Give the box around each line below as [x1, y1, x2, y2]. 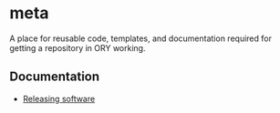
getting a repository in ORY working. [9, 42, 146, 53]
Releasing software [22, 93, 96, 104]
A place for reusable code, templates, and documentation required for [9, 33, 272, 44]
